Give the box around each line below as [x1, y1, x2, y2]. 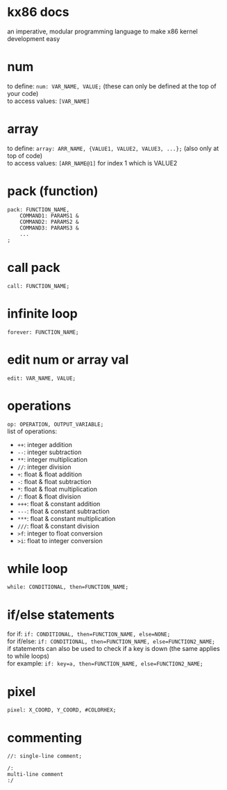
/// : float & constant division [17, 522, 99, 530]
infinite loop [7, 305, 78, 321]
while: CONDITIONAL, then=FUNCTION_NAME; [7, 583, 129, 591]
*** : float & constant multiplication [17, 514, 116, 522]
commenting [7, 729, 82, 745]
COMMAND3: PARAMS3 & [19, 224, 79, 232]
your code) [7, 89, 39, 97]
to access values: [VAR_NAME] [7, 97, 90, 105]
